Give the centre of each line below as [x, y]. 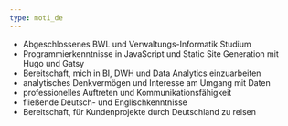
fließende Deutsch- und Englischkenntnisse [105, 102]
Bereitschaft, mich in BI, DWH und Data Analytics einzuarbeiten [142, 73]
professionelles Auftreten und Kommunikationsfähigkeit [127, 92]
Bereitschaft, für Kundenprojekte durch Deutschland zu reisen [139, 111]
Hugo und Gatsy [53, 63]
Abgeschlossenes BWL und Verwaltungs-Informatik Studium [137, 44]
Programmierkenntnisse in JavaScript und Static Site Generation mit [150, 53]
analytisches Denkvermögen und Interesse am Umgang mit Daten [147, 82]
